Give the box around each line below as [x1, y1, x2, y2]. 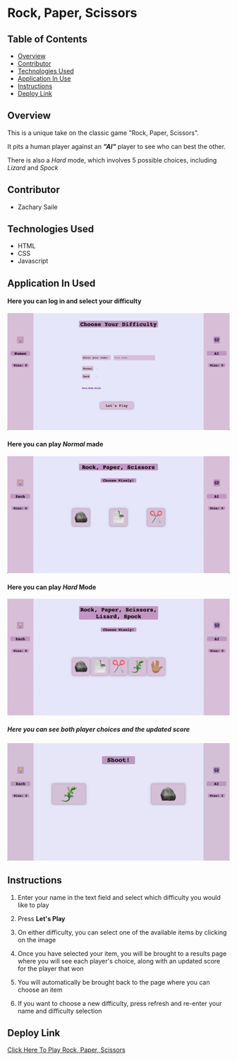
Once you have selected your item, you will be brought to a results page [17, 949, 227, 958]
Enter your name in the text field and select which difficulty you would [17, 893, 221, 901]
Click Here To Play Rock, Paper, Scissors [7, 1045, 126, 1054]
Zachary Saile [17, 203, 58, 211]
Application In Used [7, 277, 96, 289]
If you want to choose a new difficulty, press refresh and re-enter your [17, 999, 222, 1007]
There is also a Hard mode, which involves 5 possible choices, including [7, 155, 217, 164]
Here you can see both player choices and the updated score [7, 725, 190, 733]
